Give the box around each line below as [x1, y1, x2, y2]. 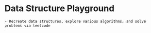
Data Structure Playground [4, 3, 115, 14]
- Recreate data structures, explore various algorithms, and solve [4, 19, 146, 24]
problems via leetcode [4, 23, 50, 28]
